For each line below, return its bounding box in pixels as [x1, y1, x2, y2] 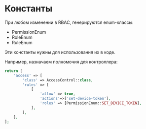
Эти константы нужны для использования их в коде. [4, 49, 115, 55]
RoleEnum [11, 34, 33, 40]
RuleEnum [11, 39, 33, 45]
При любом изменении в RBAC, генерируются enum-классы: [4, 19, 134, 25]
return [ [4, 68, 23, 73]
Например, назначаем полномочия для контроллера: [4, 59, 118, 64]
